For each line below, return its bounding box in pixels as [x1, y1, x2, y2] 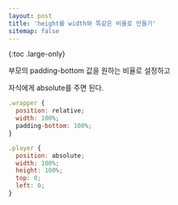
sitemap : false [8, 27, 60, 35]
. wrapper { [8, 99, 45, 108]
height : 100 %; [15, 167, 63, 175]
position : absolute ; [15, 152, 85, 160]
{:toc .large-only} [8, 49, 66, 59]
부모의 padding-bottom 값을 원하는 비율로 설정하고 [8, 66, 171, 75]
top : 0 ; [15, 174, 42, 182]
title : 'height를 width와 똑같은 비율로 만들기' [8, 19, 157, 28]
